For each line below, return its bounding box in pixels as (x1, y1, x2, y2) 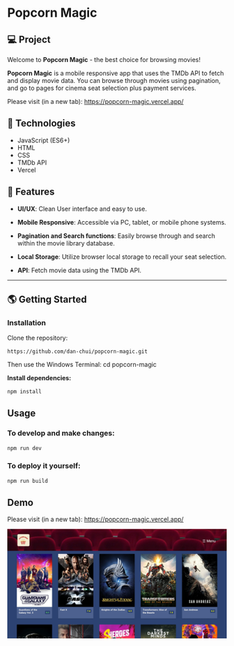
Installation (7, 317, 47, 327)
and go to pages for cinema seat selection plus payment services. (7, 84, 196, 92)
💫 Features (7, 186, 55, 198)
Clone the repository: (7, 333, 68, 343)
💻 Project (7, 33, 51, 45)
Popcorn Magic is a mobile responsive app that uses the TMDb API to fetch (7, 69, 224, 77)
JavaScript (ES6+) (17, 136, 70, 144)
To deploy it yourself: (7, 460, 81, 470)
